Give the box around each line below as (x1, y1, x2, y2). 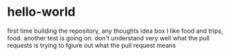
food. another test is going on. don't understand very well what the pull (7, 33, 210, 42)
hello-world (7, 4, 76, 20)
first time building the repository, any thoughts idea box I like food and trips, (7, 27, 224, 35)
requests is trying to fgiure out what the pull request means (7, 41, 177, 49)
